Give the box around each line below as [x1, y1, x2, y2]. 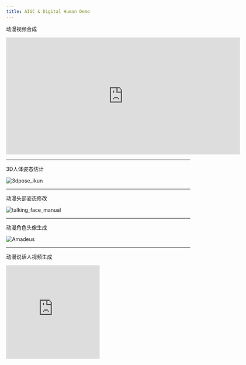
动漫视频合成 [6, 25, 37, 32]
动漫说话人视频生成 [6, 253, 53, 260]
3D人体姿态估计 [6, 165, 44, 173]
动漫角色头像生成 [6, 223, 47, 231]
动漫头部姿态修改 [6, 194, 47, 202]
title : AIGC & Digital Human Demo [6, 8, 91, 15]
